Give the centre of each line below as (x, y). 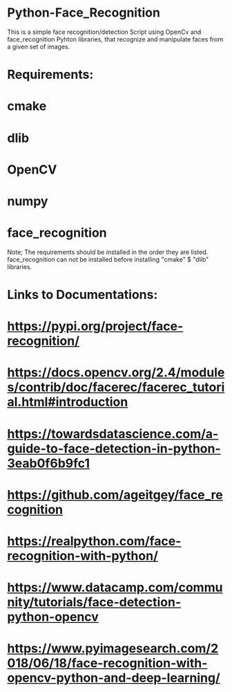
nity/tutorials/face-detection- (94, 602)
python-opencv (53, 617)
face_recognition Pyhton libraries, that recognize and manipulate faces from (115, 39)
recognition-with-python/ (83, 556)
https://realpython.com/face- (94, 541)
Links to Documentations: (83, 295)
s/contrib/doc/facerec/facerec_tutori (116, 387)
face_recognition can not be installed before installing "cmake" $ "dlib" (108, 259)
